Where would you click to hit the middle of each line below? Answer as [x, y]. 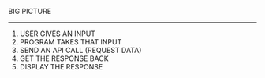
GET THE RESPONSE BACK [64, 58]
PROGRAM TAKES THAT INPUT [71, 42]
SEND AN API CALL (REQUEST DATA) [80, 50]
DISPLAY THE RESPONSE [61, 67]
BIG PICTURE [30, 11]
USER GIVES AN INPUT [58, 34]
